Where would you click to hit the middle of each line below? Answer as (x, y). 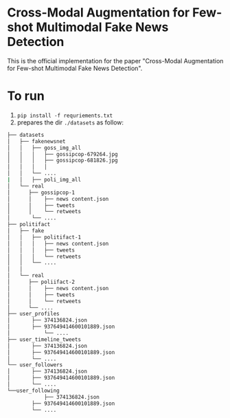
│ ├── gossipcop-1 (41, 192)
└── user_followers (35, 365)
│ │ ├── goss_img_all (44, 148)
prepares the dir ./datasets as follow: (70, 122)
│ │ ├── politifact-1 (44, 237)
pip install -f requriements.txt (65, 115)
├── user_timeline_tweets (44, 339)
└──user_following (33, 390)
